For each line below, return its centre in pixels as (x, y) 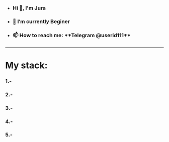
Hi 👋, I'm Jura (29, 8)
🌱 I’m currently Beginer (41, 21)
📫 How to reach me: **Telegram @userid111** (71, 35)
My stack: (26, 65)
